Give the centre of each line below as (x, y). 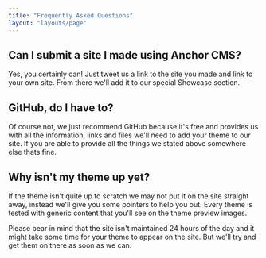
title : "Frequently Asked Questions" (71, 15)
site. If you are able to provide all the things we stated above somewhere (127, 144)
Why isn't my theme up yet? (79, 177)
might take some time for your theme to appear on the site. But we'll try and (132, 237)
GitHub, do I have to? (61, 108)
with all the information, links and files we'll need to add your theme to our (129, 135)
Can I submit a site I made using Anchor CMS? (125, 55)
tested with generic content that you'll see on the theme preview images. (128, 213)
